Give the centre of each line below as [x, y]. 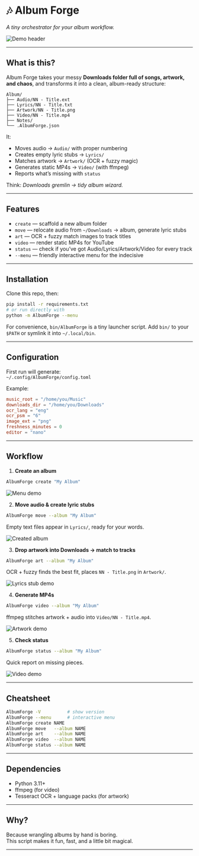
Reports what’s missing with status [57, 173]
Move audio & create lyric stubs [54, 504]
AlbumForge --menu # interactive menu [61, 717]
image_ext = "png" [29, 421]
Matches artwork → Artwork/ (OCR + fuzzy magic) [76, 160]
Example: [17, 388]
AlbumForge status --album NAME [46, 745]
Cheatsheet [28, 698]
